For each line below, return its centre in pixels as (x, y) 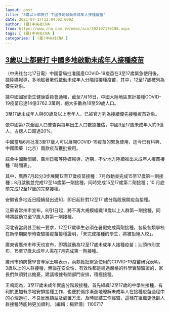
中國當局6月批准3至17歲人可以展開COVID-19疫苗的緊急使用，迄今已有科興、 (85, 142)
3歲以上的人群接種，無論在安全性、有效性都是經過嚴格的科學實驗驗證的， (82, 268)
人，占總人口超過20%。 (30, 131)
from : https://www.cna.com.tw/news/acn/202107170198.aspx (68, 29)
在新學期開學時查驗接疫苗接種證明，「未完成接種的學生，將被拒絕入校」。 (80, 233)
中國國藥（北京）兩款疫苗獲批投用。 (43, 148)
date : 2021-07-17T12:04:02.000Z (39, 19)
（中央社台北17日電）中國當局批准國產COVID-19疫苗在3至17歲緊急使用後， (83, 73)
